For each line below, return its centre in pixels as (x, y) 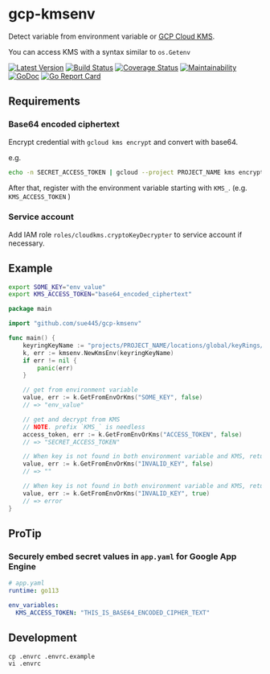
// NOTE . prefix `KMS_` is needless (84, 427)
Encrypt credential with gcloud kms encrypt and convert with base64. (123, 142)
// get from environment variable (80, 390)
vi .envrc (25, 664)
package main (30, 309)
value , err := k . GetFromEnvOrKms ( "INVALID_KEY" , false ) (119, 464)
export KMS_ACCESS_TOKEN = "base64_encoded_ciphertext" (100, 295)
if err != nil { (50, 360)
